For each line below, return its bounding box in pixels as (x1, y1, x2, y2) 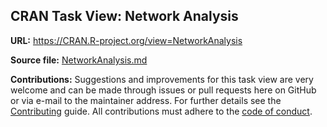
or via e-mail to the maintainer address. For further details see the (10, 94, 282, 106)
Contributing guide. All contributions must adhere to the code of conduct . (10, 105, 313, 117)
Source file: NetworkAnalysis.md (10, 54, 148, 66)
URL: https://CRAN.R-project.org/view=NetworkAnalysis (10, 34, 243, 46)
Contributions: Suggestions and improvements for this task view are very (10, 73, 314, 85)
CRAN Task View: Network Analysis (10, 8, 239, 25)
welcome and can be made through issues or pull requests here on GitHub (10, 84, 317, 96)
